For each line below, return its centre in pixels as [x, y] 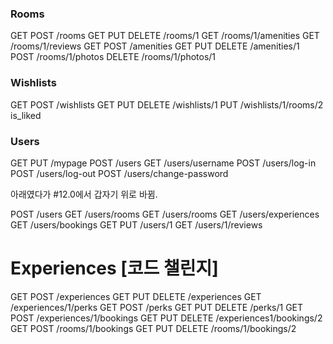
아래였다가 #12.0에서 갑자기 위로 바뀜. [84, 194]
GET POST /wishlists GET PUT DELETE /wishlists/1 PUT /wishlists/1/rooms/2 [167, 104]
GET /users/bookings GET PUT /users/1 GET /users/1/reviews [136, 224]
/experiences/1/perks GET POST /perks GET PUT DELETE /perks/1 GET [157, 307]
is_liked [26, 115]
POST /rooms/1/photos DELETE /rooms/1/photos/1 [113, 57]
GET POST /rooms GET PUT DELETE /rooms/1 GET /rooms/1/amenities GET [165, 36]
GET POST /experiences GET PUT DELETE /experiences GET [136, 296]
